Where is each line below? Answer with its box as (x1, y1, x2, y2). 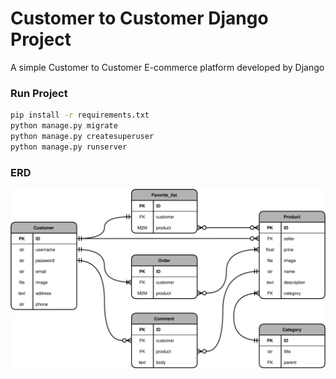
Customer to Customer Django (10, 7, 269, 30)
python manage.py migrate (10, 121, 118, 131)
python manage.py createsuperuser (10, 131, 155, 141)
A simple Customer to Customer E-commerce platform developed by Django (10, 61, 325, 73)
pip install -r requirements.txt (10, 110, 150, 121)
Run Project (10, 86, 68, 100)
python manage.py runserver (10, 142, 128, 152)
